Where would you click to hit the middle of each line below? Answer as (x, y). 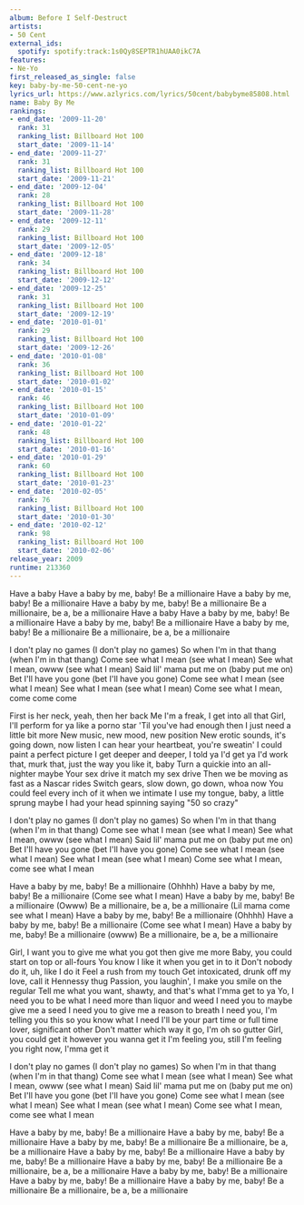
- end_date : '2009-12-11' (58, 221)
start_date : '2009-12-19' (67, 314)
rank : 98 (34, 534)
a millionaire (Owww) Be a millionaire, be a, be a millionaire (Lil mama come (150, 905)
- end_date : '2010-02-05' (58, 491)
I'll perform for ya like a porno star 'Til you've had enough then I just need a (151, 725)
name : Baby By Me (42, 102)
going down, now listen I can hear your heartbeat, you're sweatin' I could (146, 744)
